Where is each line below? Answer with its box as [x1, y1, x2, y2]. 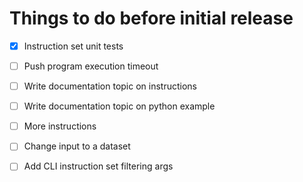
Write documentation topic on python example [23, 100, 216, 112]
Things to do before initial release [9, 7, 294, 30]
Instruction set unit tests [23, 40, 124, 52]
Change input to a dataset [23, 140, 131, 152]
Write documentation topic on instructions [23, 80, 198, 92]
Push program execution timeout [23, 60, 159, 72]
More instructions [23, 120, 97, 132]
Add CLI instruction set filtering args [23, 160, 174, 172]
